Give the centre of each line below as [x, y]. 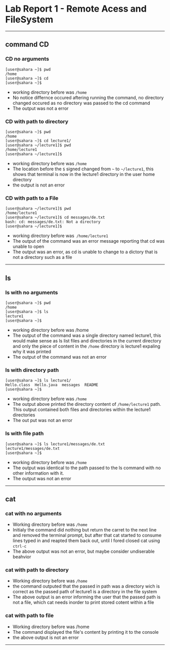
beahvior [22, 557]
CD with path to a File [32, 198]
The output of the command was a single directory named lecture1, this [87, 335]
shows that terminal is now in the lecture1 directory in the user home [84, 174]
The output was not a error [40, 108]
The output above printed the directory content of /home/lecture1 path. [87, 404]
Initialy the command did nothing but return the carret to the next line [84, 530]
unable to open [28, 247]
